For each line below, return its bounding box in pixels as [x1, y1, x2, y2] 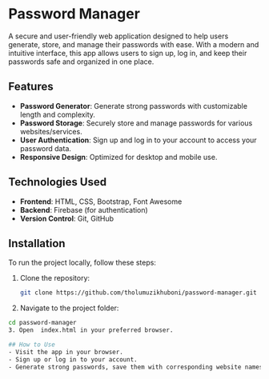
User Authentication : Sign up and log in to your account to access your [19, 135, 258, 145]
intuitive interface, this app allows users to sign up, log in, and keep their [8, 48, 247, 58]
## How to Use [8, 341, 56, 349]
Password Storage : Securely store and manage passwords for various [19, 118, 253, 128]
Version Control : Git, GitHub [19, 213, 114, 223]
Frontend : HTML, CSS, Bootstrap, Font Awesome [19, 197, 183, 206]
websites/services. [19, 126, 82, 136]
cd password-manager [8, 319, 78, 327]
